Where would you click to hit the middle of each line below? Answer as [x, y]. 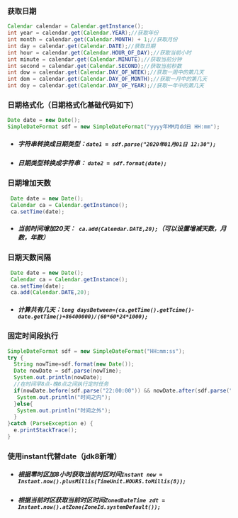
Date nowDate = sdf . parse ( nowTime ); [68, 371]
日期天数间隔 [29, 258]
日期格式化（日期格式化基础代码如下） [73, 105]
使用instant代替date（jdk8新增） [64, 456]
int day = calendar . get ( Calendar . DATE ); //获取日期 [81, 46]
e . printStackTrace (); [46, 430]
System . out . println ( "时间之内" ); [64, 397]
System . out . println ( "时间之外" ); [64, 410]
